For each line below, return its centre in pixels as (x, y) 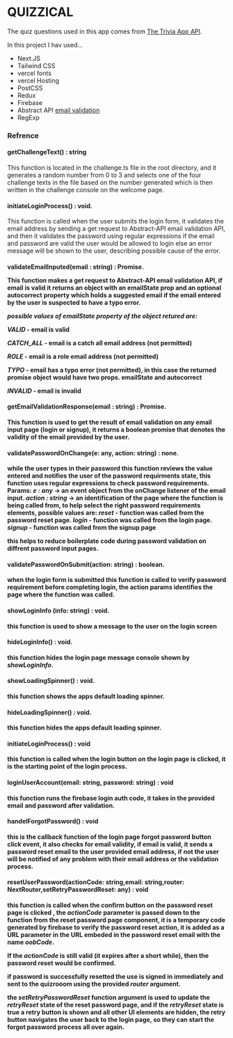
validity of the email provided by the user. (69, 437)
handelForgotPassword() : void (53, 821)
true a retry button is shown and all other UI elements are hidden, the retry (116, 1012)
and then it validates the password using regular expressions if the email (111, 236)
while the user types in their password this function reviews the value (110, 469)
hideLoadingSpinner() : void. (49, 712)
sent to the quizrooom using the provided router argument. (94, 984)
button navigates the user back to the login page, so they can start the (111, 1020)
